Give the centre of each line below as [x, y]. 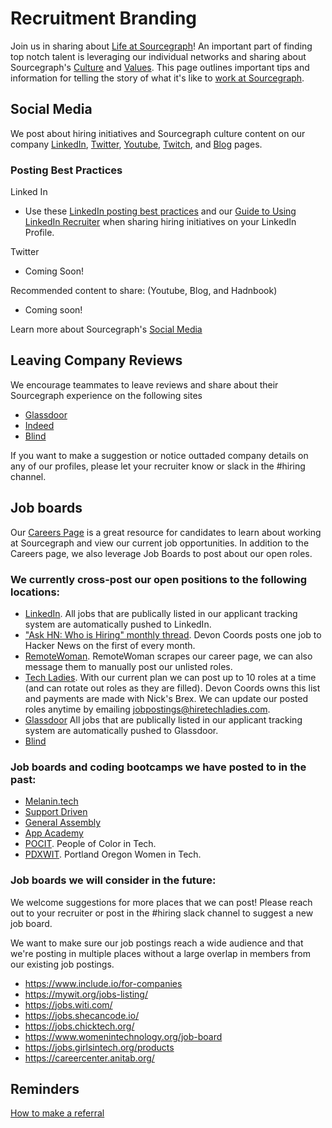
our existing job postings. [62, 964]
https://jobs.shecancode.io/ [82, 1015]
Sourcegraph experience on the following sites [106, 395]
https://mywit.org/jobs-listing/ [86, 994]
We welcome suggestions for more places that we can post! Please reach [161, 902]
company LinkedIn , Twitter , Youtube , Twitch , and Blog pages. [136, 144]
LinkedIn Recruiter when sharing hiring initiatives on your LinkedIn [160, 222]
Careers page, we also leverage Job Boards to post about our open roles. [161, 553]
